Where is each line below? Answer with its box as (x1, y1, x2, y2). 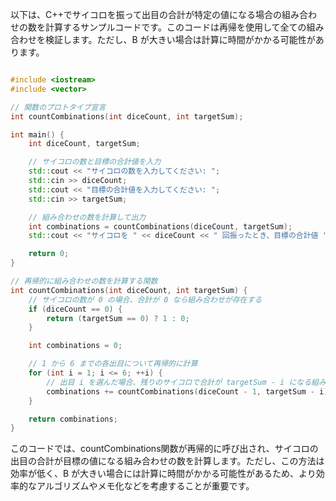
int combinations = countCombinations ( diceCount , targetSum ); (28, 221, 293, 232)
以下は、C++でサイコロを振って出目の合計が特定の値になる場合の (10, 9, 283, 20)
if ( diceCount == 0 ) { (28, 304, 123, 314)
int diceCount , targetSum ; (28, 139, 141, 149)
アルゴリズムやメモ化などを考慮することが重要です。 (36, 480, 255, 492)
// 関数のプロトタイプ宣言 (10, 102, 107, 112)
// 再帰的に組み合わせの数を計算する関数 (10, 276, 158, 286)
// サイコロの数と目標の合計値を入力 (28, 157, 162, 167)
